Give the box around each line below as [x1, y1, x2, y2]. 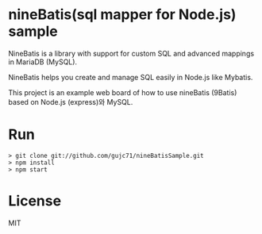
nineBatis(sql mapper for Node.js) [8, 6, 237, 24]
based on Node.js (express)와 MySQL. [8, 97, 133, 106]
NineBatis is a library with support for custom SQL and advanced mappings [8, 48, 255, 58]
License [8, 192, 62, 210]
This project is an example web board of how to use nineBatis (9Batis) [8, 87, 237, 97]
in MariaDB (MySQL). [8, 57, 78, 67]
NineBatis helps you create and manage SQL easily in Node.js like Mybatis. [8, 72, 253, 82]
